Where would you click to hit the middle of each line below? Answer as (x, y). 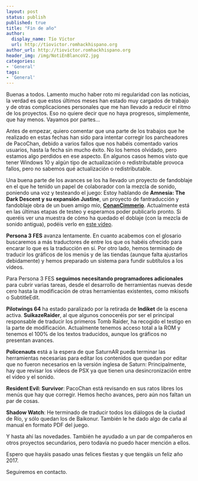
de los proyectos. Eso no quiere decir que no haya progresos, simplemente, (98, 114)
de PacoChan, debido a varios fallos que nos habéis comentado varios (92, 144)
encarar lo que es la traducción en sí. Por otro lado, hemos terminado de (94, 248)
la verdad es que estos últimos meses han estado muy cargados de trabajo (98, 101)
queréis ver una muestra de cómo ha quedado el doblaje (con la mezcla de (97, 218)
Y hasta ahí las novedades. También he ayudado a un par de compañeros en (99, 437)
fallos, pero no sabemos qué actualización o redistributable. (79, 169)
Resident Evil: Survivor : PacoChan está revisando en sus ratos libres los (95, 389)
